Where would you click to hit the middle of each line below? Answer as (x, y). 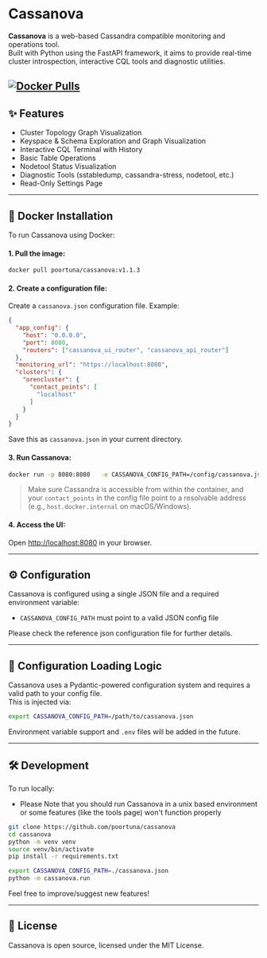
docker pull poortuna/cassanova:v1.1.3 (74, 270)
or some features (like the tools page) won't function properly (120, 812)
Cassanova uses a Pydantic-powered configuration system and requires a (129, 685)
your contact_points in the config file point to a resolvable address (137, 498)
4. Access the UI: (37, 525)
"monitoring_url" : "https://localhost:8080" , (92, 365)
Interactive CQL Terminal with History (81, 150)
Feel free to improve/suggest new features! (79, 893)
